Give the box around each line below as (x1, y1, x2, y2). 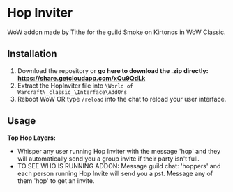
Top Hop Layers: (7, 134, 56, 142)
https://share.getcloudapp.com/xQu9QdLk (17, 74, 146, 82)
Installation (7, 48, 57, 60)
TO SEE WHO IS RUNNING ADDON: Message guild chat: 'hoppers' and (17, 161, 221, 170)
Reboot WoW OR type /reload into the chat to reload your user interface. (17, 95, 227, 103)
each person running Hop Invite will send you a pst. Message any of (17, 169, 213, 177)
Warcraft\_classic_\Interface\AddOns (17, 88, 128, 95)
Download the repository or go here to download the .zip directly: (17, 66, 209, 74)
